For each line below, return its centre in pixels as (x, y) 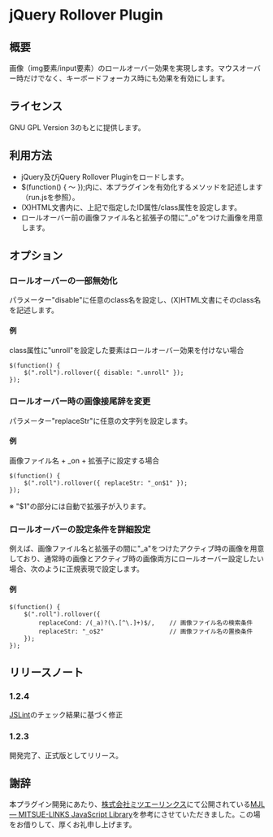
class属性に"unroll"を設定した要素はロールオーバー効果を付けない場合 (127, 350)
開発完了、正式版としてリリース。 (66, 755)
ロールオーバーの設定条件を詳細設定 (80, 529)
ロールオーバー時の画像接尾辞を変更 (80, 402)
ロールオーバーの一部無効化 (63, 281)
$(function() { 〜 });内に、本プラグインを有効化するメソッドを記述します (142, 187)
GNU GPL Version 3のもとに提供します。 (77, 127)
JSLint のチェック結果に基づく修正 (66, 715)
